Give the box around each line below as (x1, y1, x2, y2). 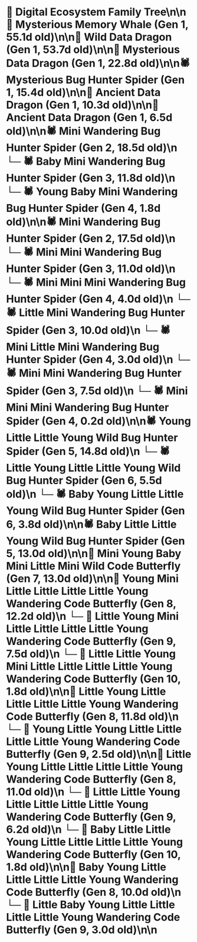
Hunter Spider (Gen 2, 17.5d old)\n (6, 232, 176, 246)
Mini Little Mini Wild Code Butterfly (6, 560, 181, 573)
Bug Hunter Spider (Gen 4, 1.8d (6, 202, 161, 215)
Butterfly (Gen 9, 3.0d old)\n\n (6, 923, 157, 937)
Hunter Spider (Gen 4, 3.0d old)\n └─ (6, 353, 191, 367)
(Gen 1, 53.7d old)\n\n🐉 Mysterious (6, 43, 180, 57)
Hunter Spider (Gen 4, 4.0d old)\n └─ (6, 292, 191, 306)
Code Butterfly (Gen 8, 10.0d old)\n (6, 885, 182, 899)
